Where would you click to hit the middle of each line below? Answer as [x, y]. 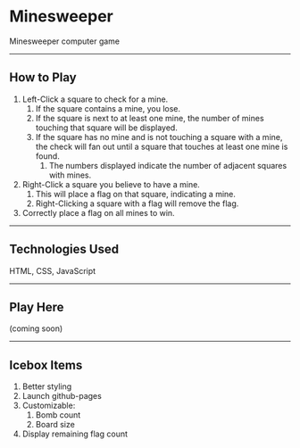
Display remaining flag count [75, 434]
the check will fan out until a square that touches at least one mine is [162, 146]
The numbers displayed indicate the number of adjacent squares [168, 165]
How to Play [43, 78]
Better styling [47, 386]
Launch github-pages [62, 396]
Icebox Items [46, 365]
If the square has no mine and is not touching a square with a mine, [159, 137]
